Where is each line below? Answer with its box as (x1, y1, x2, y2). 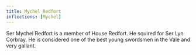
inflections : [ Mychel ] (6, 14, 61, 20)
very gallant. (6, 42, 36, 49)
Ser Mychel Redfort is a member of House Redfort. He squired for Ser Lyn (6, 30, 184, 36)
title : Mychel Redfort (6, 8, 61, 14)
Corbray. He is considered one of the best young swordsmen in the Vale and (6, 36, 191, 43)
